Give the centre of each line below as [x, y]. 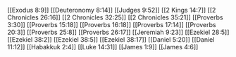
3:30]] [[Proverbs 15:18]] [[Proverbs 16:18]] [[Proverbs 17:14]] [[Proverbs [112, 25]
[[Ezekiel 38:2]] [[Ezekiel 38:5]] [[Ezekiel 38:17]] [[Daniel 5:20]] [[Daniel [111, 40]
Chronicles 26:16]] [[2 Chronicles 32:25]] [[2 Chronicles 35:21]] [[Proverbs [115, 17]
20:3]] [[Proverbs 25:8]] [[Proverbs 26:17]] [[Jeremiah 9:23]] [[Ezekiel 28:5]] [118, 32]
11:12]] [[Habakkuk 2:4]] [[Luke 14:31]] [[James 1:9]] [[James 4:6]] [103, 47]
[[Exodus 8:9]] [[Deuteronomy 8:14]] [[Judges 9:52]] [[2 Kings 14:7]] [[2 [112, 10]
